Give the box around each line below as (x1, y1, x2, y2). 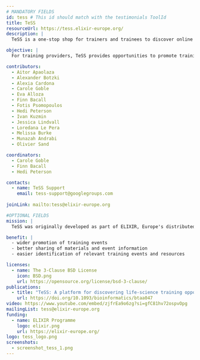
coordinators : (6, 152, 42, 158)
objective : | (6, 47, 39, 54)
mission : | (6, 218, 33, 224)
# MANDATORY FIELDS (6, 8, 55, 15)
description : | (6, 31, 44, 37)
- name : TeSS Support (11, 185, 65, 191)
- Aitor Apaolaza (11, 69, 55, 75)
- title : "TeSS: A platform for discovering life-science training (11, 290, 183, 296)
